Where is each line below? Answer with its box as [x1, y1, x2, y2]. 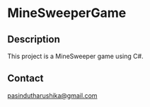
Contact [7, 72, 44, 84]
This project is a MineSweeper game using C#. [7, 52, 144, 60]
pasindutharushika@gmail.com [7, 91, 98, 100]
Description [7, 33, 60, 45]
